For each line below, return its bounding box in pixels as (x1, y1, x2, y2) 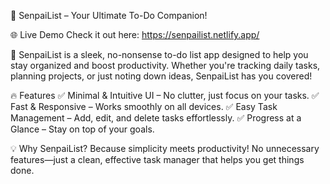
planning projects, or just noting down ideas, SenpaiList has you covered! (10, 70, 313, 82)
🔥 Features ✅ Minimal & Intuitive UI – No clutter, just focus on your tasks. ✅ (10, 90, 320, 101)
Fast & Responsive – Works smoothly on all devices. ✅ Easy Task (10, 101, 278, 112)
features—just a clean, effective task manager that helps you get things (10, 154, 305, 165)
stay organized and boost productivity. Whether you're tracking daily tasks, (10, 60, 321, 71)
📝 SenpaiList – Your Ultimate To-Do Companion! (10, 10, 208, 21)
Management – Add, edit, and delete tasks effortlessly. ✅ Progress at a (10, 112, 302, 124)
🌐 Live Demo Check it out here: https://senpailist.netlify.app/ (10, 29, 260, 40)
